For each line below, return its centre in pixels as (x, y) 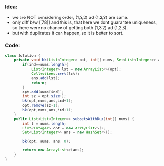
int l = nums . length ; (45, 123)
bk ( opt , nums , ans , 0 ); (47, 141)
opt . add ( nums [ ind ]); (43, 92)
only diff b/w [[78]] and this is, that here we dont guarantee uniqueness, (84, 22)
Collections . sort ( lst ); (55, 74)
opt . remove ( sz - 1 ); (41, 106)
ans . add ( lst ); (45, 78)
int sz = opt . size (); (45, 96)
